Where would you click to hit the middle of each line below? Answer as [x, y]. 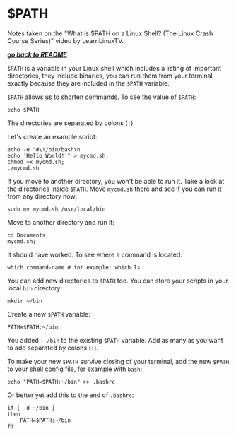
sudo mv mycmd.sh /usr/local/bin [57, 209]
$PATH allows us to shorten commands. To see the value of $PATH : [102, 97]
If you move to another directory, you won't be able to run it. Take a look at [116, 181]
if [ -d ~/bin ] [31, 408]
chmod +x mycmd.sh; [36, 162]
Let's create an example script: [52, 136]
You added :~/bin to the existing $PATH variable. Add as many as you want [116, 340]
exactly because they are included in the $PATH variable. [88, 83]
